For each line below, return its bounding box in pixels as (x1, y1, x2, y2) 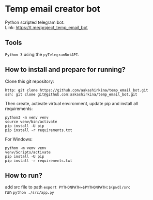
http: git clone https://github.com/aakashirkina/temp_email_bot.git (5, 88, 149, 92)
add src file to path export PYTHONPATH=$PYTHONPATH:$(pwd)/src (5, 184, 131, 190)
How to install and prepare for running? (5, 65, 126, 74)
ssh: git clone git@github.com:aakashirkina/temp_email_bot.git (5, 92, 138, 97)
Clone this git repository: (5, 78, 54, 84)
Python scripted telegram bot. (5, 19, 65, 25)
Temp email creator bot (5, 3, 100, 15)
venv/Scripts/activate (5, 150, 51, 154)
